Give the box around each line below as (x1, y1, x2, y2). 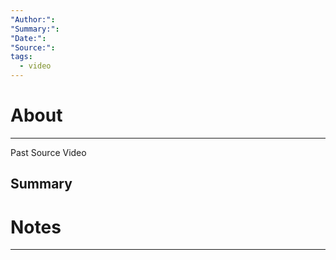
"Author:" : (10, 14, 56, 25)
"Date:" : (10, 33, 47, 43)
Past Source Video (10, 146, 87, 158)
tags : (10, 52, 33, 62)
